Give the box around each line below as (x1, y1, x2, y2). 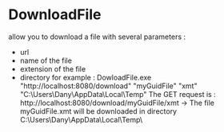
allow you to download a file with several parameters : (8, 32, 186, 41)
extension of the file (19, 64, 86, 73)
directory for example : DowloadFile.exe (19, 72, 152, 82)
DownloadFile (8, 6, 102, 24)
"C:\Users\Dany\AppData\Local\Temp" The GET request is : (19, 89, 216, 99)
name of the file (19, 56, 72, 65)
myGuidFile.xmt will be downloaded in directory (19, 106, 178, 116)
